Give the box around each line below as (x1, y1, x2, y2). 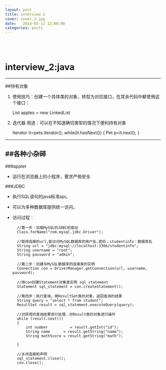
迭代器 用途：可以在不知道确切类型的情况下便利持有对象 (12, 120, 126, 126)
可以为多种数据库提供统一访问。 (12, 204, 78, 210)
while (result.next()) (17, 316, 64, 321)
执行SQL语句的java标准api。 (12, 193, 70, 199)
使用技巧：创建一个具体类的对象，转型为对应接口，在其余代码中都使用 (12, 94, 156, 100)
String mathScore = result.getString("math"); (25, 333, 124, 338)
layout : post (5, 7, 32, 12)
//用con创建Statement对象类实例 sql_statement (17, 280, 109, 285)
